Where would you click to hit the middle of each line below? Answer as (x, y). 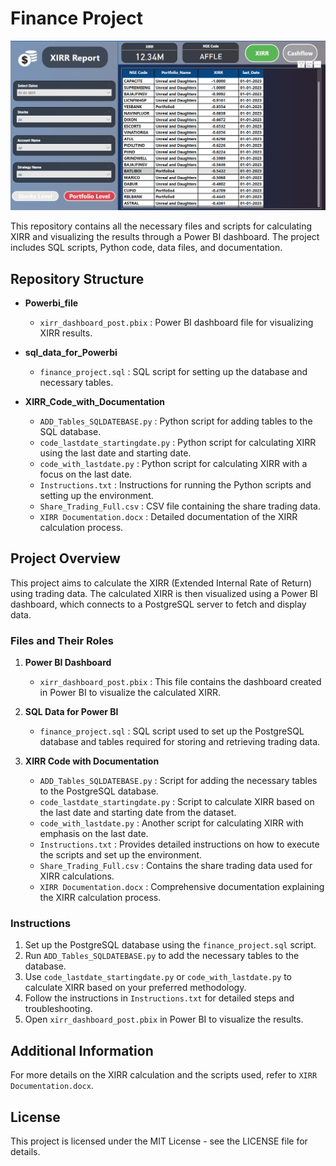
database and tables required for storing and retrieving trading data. (180, 742)
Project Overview (65, 558)
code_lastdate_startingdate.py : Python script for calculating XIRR (178, 442)
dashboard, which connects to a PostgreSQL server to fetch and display (158, 604)
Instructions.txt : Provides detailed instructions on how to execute (179, 844)
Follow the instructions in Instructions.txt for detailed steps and (159, 998)
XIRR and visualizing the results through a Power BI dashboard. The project (165, 237)
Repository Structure (77, 278)
